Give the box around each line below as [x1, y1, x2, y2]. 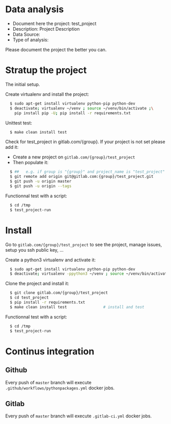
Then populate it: [12, 160, 49, 166]
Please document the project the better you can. [5, 46, 107, 52]
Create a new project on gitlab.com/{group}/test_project [12, 154, 135, 160]
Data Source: [12, 31, 41, 37]
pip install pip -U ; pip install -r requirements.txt [14, 111, 131, 116]
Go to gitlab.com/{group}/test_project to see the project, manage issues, [5, 241, 162, 248]
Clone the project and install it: [5, 280, 70, 286]
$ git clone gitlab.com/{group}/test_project [10, 290, 108, 296]
